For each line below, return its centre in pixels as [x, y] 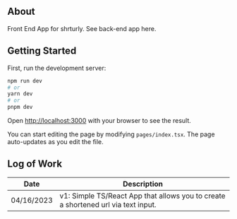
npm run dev [25, 81]
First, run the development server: [57, 68]
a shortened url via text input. [108, 204]
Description [143, 184]
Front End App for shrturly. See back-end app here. [82, 28]
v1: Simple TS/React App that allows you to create [142, 196]
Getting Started [42, 51]
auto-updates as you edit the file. [55, 142]
